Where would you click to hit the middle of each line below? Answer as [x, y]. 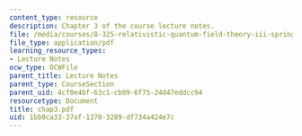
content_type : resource [54, 17]
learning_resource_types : [58, 51]
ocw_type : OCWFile [44, 68]
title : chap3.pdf [42, 109]
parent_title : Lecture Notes [64, 76]
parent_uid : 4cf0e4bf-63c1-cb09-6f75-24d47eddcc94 [106, 92]
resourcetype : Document [54, 101]
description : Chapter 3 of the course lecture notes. [112, 26]
